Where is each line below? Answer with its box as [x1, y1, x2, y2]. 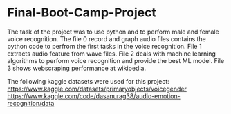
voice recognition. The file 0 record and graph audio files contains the [7, 34, 206, 43]
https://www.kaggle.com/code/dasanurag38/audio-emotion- [7, 91, 181, 100]
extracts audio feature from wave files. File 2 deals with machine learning [7, 49, 216, 58]
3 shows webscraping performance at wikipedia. [7, 64, 147, 72]
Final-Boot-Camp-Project [7, 5, 157, 21]
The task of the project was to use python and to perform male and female [7, 27, 219, 36]
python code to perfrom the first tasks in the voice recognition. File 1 [7, 42, 202, 50]
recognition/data [7, 99, 55, 107]
